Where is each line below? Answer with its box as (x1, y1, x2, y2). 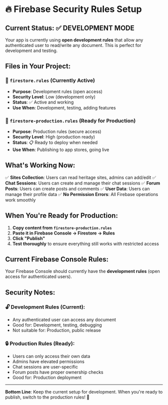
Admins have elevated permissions (12, 358, 85, 364)
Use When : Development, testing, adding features (12, 104, 116, 110)
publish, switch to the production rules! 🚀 (5, 394, 90, 400)
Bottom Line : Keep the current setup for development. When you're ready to (5, 389, 163, 395)
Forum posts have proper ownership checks (12, 369, 103, 375)
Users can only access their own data (12, 353, 90, 359)
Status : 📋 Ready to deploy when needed (12, 139, 98, 145)
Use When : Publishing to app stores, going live (12, 146, 109, 152)
